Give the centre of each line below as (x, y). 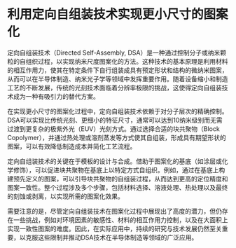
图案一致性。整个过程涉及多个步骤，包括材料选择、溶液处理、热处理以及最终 (118, 187)
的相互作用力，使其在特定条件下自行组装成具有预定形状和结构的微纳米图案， (118, 70)
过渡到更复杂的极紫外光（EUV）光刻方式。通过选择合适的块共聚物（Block (114, 129)
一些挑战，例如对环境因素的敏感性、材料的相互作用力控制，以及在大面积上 (120, 220)
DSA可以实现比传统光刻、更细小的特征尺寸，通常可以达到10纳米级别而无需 (115, 120)
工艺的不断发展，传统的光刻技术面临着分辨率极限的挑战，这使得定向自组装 (114, 88)
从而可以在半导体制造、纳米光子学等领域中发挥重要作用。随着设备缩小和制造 (118, 78)
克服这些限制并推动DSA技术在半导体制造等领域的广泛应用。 (112, 237)
